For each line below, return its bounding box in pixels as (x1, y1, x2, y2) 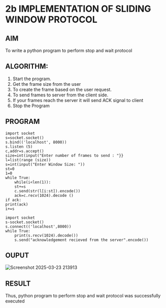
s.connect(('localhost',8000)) (5, 224, 72, 229)
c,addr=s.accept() (5, 148, 44, 154)
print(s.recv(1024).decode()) (14, 233, 79, 238)
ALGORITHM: (5, 62, 48, 71)
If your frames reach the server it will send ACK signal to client (12, 97, 144, 103)
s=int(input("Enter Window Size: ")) (5, 162, 85, 167)
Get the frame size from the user (12, 81, 81, 87)
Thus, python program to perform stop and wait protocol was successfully (5, 293, 161, 299)
